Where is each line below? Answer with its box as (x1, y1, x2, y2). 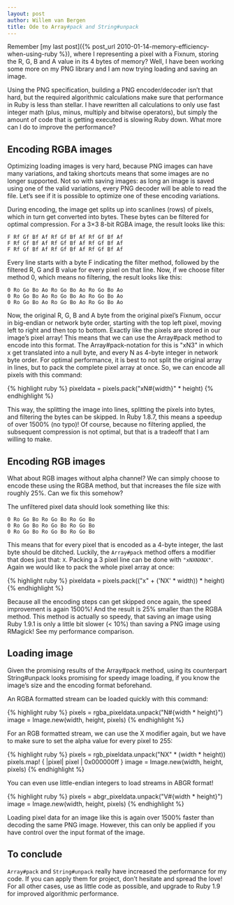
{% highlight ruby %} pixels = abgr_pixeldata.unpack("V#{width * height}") (7, 792, 224, 801)
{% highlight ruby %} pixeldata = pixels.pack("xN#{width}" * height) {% (7, 385, 214, 393)
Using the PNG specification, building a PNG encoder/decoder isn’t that (7, 85, 213, 95)
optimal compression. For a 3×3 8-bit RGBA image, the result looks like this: (7, 220, 226, 228)
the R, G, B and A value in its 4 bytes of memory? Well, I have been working (7, 57, 224, 66)
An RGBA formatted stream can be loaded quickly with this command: (7, 694, 208, 703)
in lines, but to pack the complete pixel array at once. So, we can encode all (7, 364, 225, 372)
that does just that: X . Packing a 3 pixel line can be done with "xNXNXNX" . (7, 555, 214, 564)
